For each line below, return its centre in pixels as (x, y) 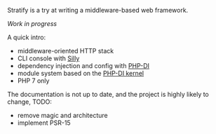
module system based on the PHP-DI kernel (81, 73)
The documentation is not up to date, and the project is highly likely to (108, 94)
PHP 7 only (33, 81)
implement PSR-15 (44, 123)
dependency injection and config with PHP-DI (83, 66)
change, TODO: (30, 102)
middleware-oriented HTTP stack (66, 51)
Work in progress (32, 24)
